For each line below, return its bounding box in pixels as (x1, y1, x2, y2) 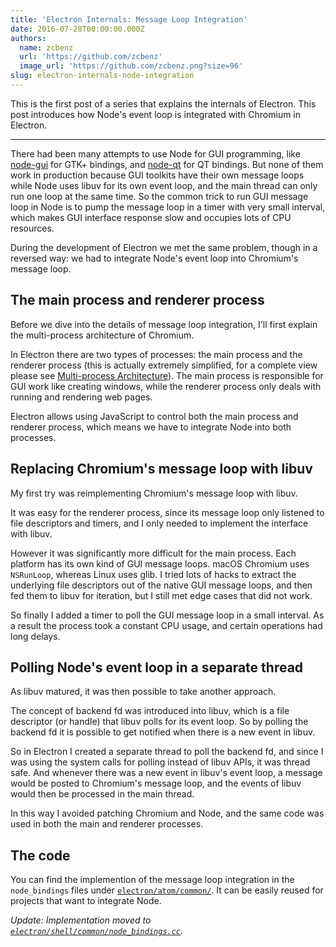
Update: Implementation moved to (10, 914, 152, 926)
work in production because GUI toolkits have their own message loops (10, 169, 305, 181)
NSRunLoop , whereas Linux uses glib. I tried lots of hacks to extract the (10, 568, 297, 580)
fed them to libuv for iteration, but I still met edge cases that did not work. (10, 589, 313, 601)
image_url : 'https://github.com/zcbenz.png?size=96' (19, 61, 244, 71)
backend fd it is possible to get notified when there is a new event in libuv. (10, 726, 316, 738)
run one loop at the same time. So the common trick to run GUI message (10, 190, 309, 202)
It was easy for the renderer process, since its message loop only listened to (10, 506, 325, 518)
